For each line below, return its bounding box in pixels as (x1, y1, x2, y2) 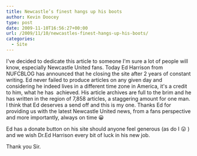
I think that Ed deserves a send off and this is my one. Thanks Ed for (6, 101, 172, 108)
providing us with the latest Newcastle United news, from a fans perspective (6, 107, 191, 115)
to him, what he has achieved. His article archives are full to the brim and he (6, 89, 192, 96)
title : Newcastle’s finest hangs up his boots (6, 8, 122, 15)
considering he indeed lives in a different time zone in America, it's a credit (6, 82, 188, 89)
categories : (6, 36, 35, 42)
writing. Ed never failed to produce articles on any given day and (6, 76, 163, 83)
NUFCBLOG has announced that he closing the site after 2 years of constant (6, 70, 191, 77)
